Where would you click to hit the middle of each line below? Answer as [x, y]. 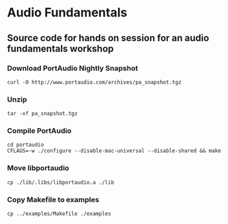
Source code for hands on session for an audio [108, 38]
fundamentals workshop [60, 48]
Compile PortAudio [39, 131]
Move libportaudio [38, 168]
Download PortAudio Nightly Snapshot [73, 68]
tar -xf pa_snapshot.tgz [42, 114]
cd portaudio [26, 145]
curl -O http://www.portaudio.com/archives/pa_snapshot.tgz [95, 82]
